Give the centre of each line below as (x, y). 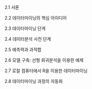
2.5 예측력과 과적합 (23, 49)
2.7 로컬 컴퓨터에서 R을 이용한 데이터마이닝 (46, 71)
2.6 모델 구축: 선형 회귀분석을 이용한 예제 (44, 60)
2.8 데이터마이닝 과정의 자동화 (34, 81)
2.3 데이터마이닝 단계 (25, 28)
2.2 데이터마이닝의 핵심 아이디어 (36, 18)
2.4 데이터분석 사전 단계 (28, 39)
